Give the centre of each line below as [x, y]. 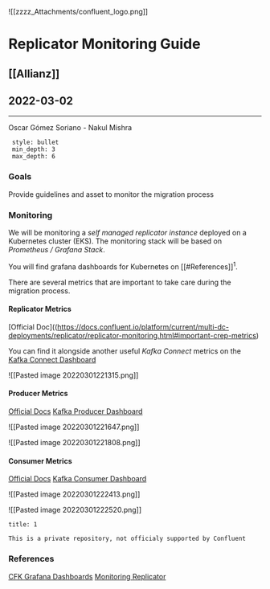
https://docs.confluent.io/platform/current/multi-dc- [143, 327]
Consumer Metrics [40, 460]
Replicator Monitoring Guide [104, 44]
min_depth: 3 [34, 149]
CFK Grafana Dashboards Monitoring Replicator [87, 576]
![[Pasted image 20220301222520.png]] [75, 510]
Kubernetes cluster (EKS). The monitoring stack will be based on [115, 241]
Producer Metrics [38, 394]
